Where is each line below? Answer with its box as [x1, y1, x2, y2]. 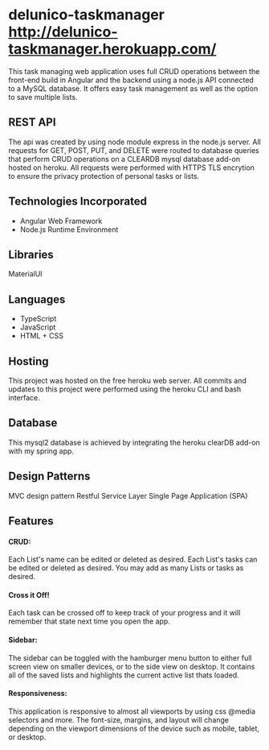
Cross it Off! [8, 590, 50, 599]
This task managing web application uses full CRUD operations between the [8, 66, 260, 76]
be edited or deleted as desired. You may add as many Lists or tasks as [8, 563, 244, 573]
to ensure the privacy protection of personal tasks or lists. [8, 171, 200, 180]
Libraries [8, 247, 54, 261]
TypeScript [19, 314, 57, 324]
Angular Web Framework [19, 216, 103, 226]
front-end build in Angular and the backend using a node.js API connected [8, 75, 255, 85]
